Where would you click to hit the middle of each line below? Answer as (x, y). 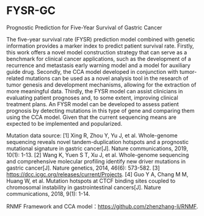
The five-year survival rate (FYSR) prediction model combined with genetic (101, 39)
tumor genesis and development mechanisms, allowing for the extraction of (101, 85)
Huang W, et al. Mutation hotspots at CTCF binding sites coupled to (91, 181)
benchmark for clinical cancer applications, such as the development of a (99, 59)
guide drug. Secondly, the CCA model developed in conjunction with (92, 71)
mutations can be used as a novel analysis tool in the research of (107, 78)
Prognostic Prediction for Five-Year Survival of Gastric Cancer (84, 27)
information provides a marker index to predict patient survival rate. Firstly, (100, 46)
